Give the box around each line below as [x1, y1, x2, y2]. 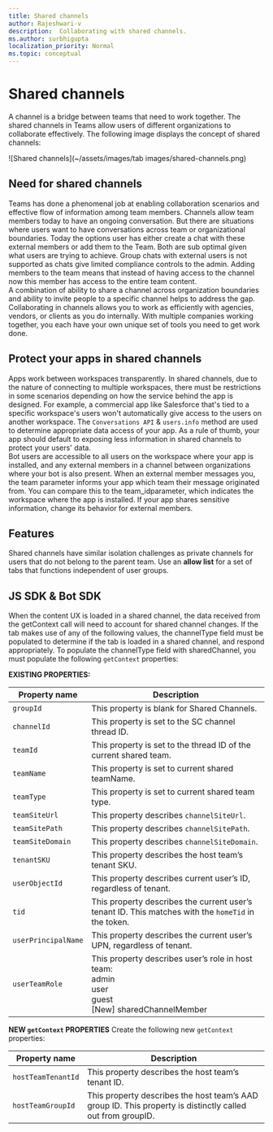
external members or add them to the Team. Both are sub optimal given [8, 242, 248, 251]
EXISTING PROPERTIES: [8, 670, 91, 680]
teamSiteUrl [12, 811, 59, 820]
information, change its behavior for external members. [8, 503, 193, 513]
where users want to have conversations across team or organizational [8, 225, 246, 234]
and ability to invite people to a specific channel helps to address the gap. [8, 294, 256, 304]
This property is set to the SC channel [91, 716, 236, 728]
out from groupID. [86, 1110, 155, 1121]
